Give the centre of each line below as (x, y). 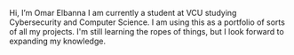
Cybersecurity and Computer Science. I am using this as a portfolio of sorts (147, 22)
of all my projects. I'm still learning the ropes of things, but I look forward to (147, 31)
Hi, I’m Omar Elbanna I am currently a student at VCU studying (123, 13)
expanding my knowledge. (58, 41)
